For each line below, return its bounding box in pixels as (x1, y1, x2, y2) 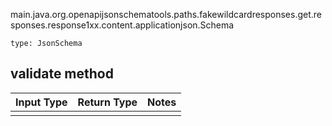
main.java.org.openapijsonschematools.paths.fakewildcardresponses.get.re (10, 9, 323, 20)
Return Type (77, 95, 138, 109)
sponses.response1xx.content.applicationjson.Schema (10, 19, 235, 31)
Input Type (15, 95, 68, 109)
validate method (10, 65, 114, 83)
